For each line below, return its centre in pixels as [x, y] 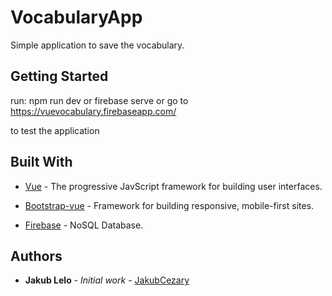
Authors [36, 256]
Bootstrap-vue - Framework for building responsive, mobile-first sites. [169, 205]
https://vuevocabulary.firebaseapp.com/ [93, 111]
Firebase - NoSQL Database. [84, 225]
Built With [41, 162]
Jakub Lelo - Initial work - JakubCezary [107, 280]
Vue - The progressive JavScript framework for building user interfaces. [173, 186]
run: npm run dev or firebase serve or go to [99, 100]
